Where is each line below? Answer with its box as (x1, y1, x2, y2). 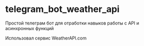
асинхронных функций (5, 25, 54, 31)
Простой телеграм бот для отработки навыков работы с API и (5, 20, 139, 26)
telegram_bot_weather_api (5, 3, 120, 15)
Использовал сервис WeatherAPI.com (5, 35, 87, 41)
